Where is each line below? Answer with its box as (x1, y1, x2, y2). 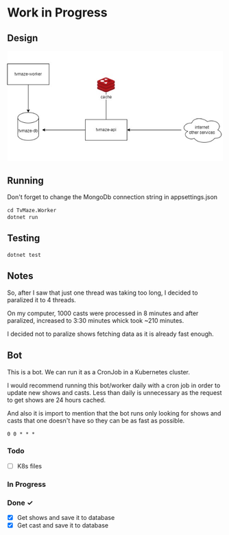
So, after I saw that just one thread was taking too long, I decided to (7, 288, 198, 297)
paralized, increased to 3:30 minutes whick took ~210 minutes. (7, 316, 184, 324)
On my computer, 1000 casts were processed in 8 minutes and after (7, 309, 199, 317)
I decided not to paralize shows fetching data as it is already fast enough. (7, 330, 214, 338)
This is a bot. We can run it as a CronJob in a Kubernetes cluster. (7, 367, 191, 376)
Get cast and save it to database (16, 521, 108, 530)
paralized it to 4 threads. (7, 295, 77, 304)
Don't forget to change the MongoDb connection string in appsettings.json (7, 193, 218, 201)
